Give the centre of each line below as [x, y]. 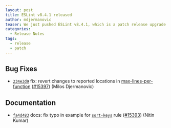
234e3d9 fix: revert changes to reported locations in [66, 81]
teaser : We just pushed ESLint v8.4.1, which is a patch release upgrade [86, 24]
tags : [11, 39]
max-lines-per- [137, 81]
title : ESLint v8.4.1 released [39, 15]
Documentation [31, 103]
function [22, 87]
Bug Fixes [21, 69]
